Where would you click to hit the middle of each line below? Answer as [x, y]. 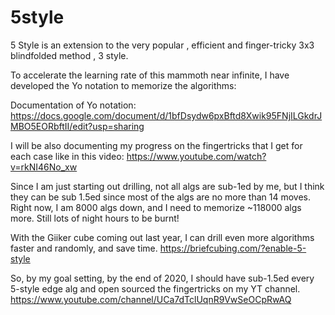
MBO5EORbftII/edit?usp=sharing [77, 126]
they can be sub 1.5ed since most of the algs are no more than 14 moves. [161, 197]
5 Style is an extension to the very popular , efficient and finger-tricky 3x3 [162, 45]
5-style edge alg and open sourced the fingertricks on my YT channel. [155, 288]
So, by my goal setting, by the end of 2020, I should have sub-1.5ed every [162, 278]
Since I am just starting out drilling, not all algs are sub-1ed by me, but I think [167, 186]
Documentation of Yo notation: [73, 105]
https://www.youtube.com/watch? [196, 156]
